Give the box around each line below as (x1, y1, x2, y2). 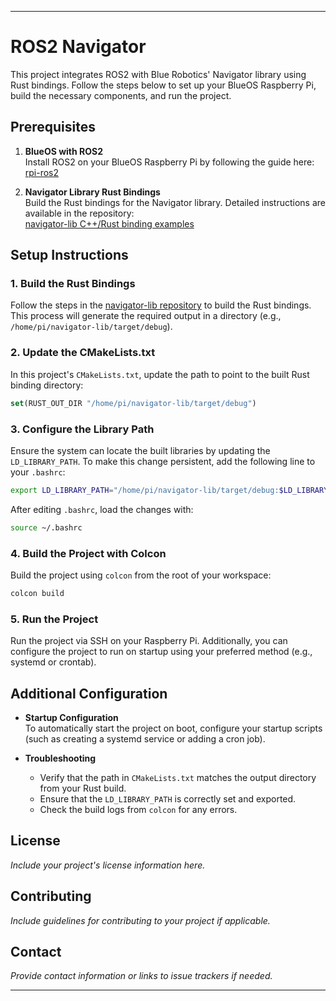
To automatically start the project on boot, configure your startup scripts (24, 722, 323, 734)
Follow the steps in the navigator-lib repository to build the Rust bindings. (10, 299, 312, 311)
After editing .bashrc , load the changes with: (10, 503, 194, 515)
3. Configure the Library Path (10, 422, 155, 436)
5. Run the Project (10, 612, 99, 626)
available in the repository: (24, 207, 135, 219)
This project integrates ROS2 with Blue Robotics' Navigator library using (10, 68, 307, 80)
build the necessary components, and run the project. (10, 89, 232, 101)
